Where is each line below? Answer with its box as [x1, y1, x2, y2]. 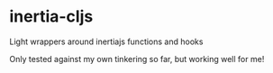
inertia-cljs [9, 6, 94, 27]
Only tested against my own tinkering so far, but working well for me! [9, 53, 265, 64]
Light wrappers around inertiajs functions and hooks [9, 36, 204, 47]
